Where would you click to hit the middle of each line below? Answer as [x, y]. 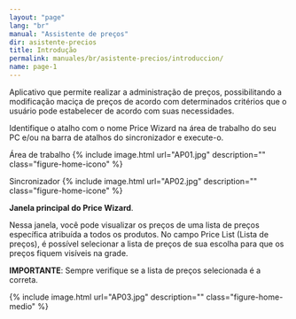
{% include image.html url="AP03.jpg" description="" [107, 297]
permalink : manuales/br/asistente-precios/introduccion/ [117, 58]
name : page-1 [33, 67]
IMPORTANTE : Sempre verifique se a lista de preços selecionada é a [135, 270]
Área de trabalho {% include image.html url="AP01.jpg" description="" [137, 154]
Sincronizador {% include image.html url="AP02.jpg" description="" [133, 181]
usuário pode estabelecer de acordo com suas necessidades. [122, 111]
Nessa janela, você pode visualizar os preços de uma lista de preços [134, 225]
